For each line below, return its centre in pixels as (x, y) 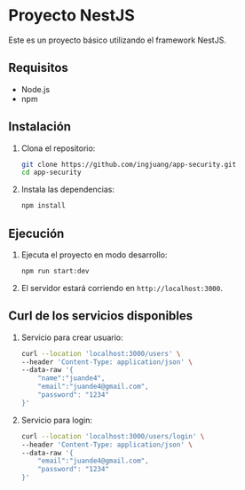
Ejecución (36, 233)
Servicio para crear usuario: (72, 337)
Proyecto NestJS (71, 16)
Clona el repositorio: (58, 148)
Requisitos (38, 68)
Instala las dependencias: (67, 190)
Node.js (36, 89)
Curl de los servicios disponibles (101, 316)
